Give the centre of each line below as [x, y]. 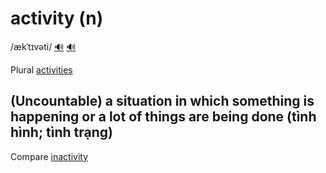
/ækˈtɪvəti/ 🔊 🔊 [43, 46]
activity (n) [57, 18]
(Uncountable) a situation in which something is [162, 101]
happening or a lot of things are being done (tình [163, 117]
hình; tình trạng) [61, 132]
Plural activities [41, 69]
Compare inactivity [49, 156]
